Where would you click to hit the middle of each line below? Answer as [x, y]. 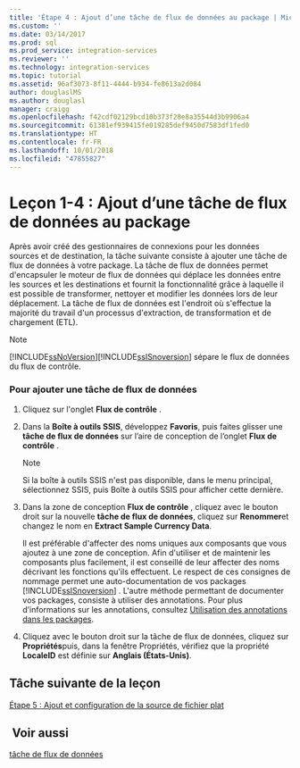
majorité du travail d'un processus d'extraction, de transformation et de [141, 313]
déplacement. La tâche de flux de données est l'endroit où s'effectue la [141, 304]
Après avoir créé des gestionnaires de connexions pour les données [135, 246]
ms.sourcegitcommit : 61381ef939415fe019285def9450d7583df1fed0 [129, 126]
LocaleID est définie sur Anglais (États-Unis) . [107, 655]
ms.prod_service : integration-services [83, 51]
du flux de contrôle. [46, 366]
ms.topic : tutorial [46, 76]
